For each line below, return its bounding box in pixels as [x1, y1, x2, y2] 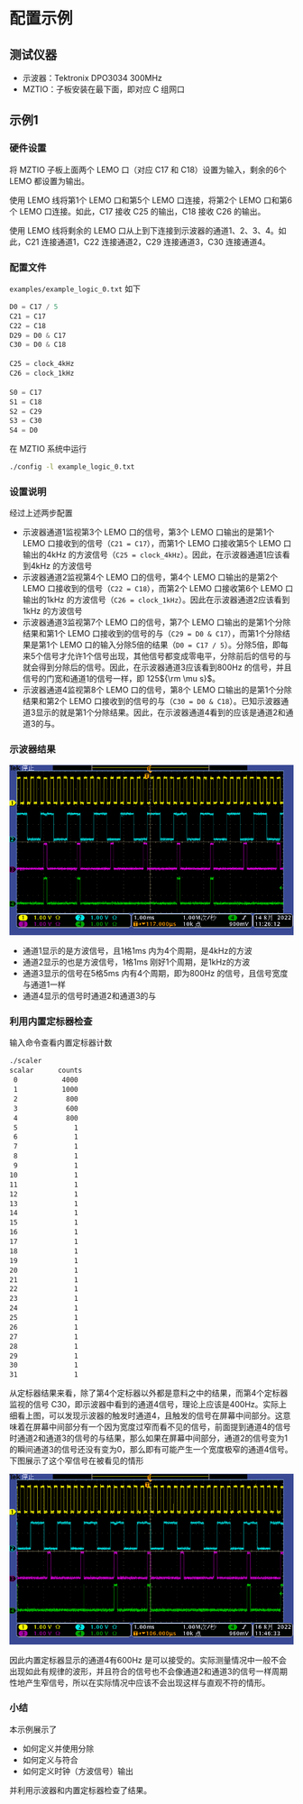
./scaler [9, 1057, 42, 1066]
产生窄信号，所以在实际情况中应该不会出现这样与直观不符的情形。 [24, 1677, 271, 1688]
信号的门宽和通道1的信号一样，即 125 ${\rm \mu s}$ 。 [22, 673, 221, 684]
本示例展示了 [9, 1724, 57, 1735]
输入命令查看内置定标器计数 [9, 1038, 113, 1049]
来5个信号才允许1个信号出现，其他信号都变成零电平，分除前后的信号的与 [22, 651, 291, 662]
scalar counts [9, 1066, 83, 1076]
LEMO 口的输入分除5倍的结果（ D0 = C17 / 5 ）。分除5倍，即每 [60, 639, 289, 650]
